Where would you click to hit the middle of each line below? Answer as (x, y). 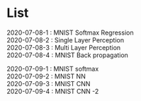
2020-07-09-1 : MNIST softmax (53, 69)
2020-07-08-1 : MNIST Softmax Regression (70, 32)
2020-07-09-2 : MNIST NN (46, 76)
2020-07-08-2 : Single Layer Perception (66, 40)
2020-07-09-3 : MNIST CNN (49, 83)
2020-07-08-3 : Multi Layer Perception (64, 47)
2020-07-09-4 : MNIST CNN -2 (53, 91)
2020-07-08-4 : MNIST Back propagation (68, 55)
